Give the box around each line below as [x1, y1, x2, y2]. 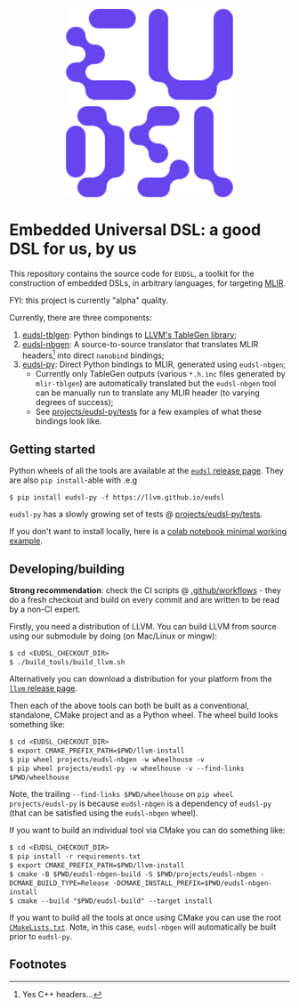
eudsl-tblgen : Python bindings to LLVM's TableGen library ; [21, 329, 238, 340]
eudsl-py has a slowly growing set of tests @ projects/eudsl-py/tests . [9, 508, 263, 520]
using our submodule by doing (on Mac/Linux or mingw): [9, 630, 218, 641]
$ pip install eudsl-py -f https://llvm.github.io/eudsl [9, 493, 225, 502]
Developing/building [9, 561, 125, 576]
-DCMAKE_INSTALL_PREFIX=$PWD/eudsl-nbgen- [112, 879, 273, 888]
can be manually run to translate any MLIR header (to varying [35, 387, 260, 398]
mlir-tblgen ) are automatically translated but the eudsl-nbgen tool [35, 378, 277, 389]
